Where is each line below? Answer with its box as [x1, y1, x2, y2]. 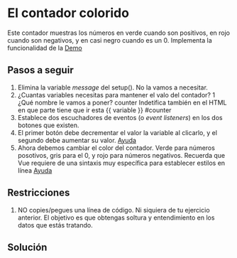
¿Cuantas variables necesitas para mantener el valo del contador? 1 [17, 90, 215, 99]
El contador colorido [7, 5, 130, 21]
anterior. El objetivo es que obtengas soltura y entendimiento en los [17, 213, 215, 222]
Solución [7, 241, 48, 253]
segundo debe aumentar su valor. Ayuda [17, 136, 137, 144]
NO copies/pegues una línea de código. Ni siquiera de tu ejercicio [17, 205, 211, 214]
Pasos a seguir [7, 64, 74, 76]
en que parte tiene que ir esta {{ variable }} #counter [17, 105, 172, 114]
